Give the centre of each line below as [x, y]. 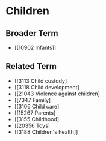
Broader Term [32, 33]
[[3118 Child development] [47, 87]
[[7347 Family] [33, 100]
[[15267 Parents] [35, 113]
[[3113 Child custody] [41, 81]
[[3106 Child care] [37, 106]
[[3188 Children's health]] [46, 132]
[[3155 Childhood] [37, 119]
